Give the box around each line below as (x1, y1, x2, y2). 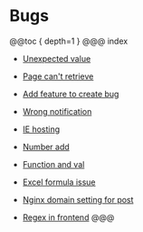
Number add (22, 141, 70, 152)
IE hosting (22, 124, 61, 135)
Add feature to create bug (22, 88, 119, 99)
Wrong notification (22, 106, 92, 116)
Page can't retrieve (22, 70, 94, 82)
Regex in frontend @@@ (22, 211, 115, 223)
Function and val (22, 158, 85, 169)
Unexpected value (22, 53, 91, 64)
